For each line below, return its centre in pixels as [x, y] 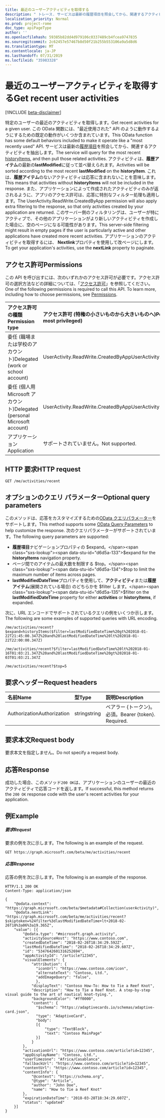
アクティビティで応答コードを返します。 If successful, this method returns [79, 789]
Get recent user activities [67, 98]
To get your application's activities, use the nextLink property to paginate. [80, 248]
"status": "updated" [44, 1103]
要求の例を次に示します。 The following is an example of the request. [74, 843]
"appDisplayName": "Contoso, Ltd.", [60, 1055]
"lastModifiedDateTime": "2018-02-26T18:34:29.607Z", [79, 947]
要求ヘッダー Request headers [51, 682]
